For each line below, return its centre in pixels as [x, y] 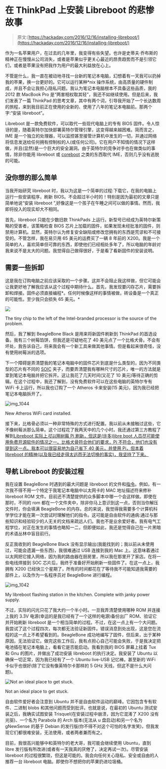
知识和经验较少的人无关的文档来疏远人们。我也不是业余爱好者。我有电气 [83, 521]
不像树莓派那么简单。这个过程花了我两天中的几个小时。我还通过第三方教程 [81, 430]
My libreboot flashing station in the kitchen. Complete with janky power [78, 595]
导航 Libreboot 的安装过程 [44, 471]
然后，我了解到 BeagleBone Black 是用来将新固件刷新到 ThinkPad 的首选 [79, 334]
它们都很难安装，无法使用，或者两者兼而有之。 [57, 732]
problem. [14, 323]
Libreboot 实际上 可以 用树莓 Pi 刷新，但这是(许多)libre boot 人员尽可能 [85, 435]
